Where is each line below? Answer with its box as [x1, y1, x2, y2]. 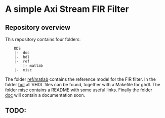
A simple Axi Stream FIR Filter [5, 3, 129, 15]
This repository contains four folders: [5, 36, 81, 42]
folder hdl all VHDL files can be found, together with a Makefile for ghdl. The [5, 82, 161, 87]
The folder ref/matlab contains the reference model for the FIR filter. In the [5, 76, 156, 82]
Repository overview [5, 23, 71, 32]
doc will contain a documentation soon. [5, 92, 85, 98]
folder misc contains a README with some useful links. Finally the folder [5, 87, 153, 93]
